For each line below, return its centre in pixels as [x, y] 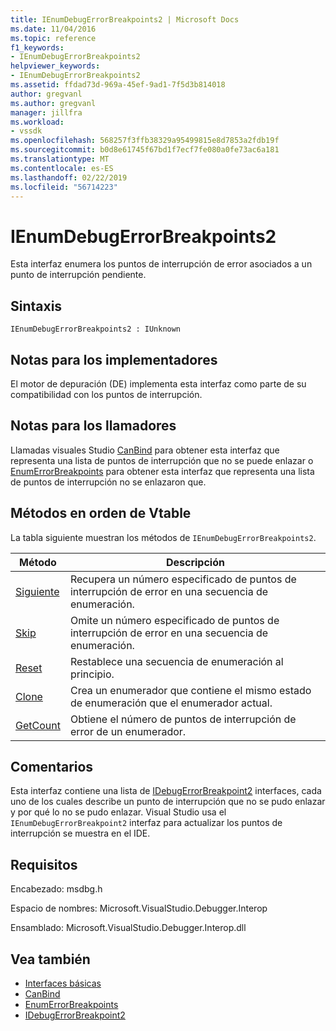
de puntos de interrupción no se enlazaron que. [108, 482]
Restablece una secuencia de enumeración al [176, 661]
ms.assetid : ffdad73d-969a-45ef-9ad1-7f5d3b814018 [118, 85]
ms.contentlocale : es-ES [62, 168]
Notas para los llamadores [93, 426]
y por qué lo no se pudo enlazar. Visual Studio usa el [118, 812]
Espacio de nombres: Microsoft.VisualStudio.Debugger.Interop [139, 908]
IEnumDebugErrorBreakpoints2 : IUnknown [96, 329]
